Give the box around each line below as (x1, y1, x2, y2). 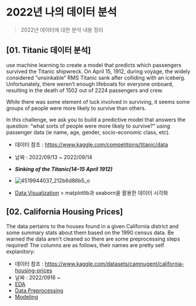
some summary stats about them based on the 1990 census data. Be (6, 229, 174, 236)
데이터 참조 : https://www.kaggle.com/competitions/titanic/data (14, 141, 168, 148)
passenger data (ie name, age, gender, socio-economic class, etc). (6, 128, 170, 135)
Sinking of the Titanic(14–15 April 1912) (14, 165, 113, 172)
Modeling (14, 293, 39, 300)
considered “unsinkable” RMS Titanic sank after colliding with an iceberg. (6, 74, 186, 81)
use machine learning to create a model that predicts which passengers (6, 61, 182, 68)
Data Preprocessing (14, 286, 64, 294)
